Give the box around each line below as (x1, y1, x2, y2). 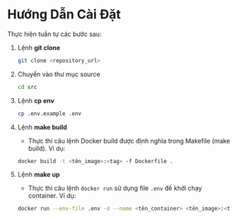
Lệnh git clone (17, 43, 61, 52)
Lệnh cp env (17, 96, 54, 105)
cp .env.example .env (17, 109, 81, 117)
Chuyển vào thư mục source (17, 70, 100, 78)
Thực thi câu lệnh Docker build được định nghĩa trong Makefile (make (28, 136, 231, 145)
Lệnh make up (17, 170, 60, 179)
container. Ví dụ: (28, 191, 76, 200)
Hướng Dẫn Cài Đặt (7, 6, 122, 23)
